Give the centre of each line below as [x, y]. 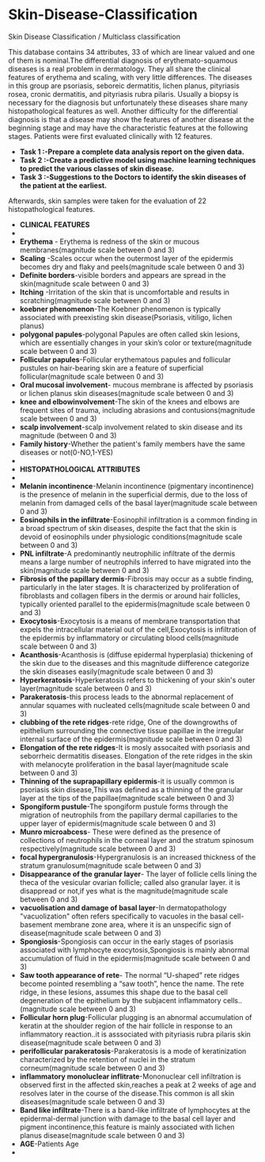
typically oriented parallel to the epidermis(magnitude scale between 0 [135, 604]
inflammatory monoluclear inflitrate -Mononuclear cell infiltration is [130, 1076]
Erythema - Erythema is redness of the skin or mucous [110, 241]
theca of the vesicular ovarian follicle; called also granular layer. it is [130, 882]
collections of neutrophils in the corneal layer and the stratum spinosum [137, 840]
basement [36, 924]
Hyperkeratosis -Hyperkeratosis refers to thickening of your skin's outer [137, 679]
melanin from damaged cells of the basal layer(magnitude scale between [138, 502]
